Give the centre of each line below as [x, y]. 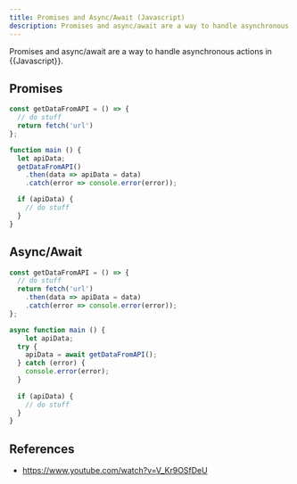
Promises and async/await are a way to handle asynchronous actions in [140, 51]
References [42, 449]
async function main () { [57, 330]
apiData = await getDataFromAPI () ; [91, 355]
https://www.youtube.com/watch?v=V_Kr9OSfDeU [115, 471]
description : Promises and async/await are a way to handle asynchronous [149, 26]
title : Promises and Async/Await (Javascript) [97, 17]
